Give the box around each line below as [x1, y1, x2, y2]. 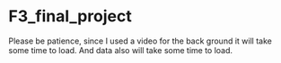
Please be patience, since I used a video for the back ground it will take [8, 35, 273, 46]
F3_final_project [8, 6, 132, 27]
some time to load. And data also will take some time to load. [8, 44, 233, 55]
